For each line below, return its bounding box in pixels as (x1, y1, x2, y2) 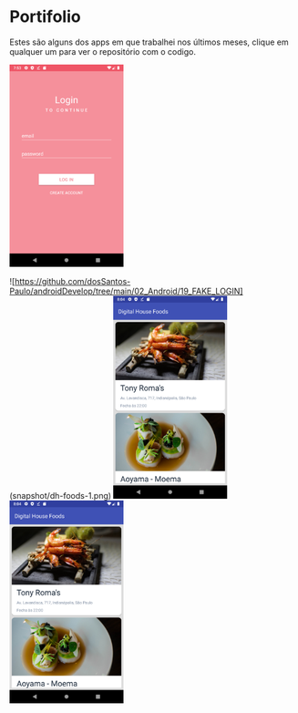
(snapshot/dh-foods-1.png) (9, 491, 112, 501)
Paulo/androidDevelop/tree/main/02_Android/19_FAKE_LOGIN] (9, 285, 243, 297)
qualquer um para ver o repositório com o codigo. (9, 46, 196, 57)
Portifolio (9, 6, 81, 27)
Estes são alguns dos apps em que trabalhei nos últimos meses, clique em (9, 36, 289, 47)
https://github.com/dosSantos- (15, 276, 131, 287)
